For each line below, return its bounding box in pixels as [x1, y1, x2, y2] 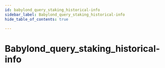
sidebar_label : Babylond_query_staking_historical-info [5, 12, 125, 17]
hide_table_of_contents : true [5, 17, 69, 22]
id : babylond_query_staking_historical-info [5, 7, 100, 13]
